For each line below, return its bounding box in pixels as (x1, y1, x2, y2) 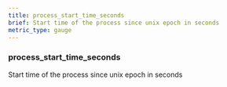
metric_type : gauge (8, 26, 72, 34)
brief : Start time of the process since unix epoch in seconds (8, 19, 220, 27)
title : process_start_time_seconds (8, 11, 125, 20)
